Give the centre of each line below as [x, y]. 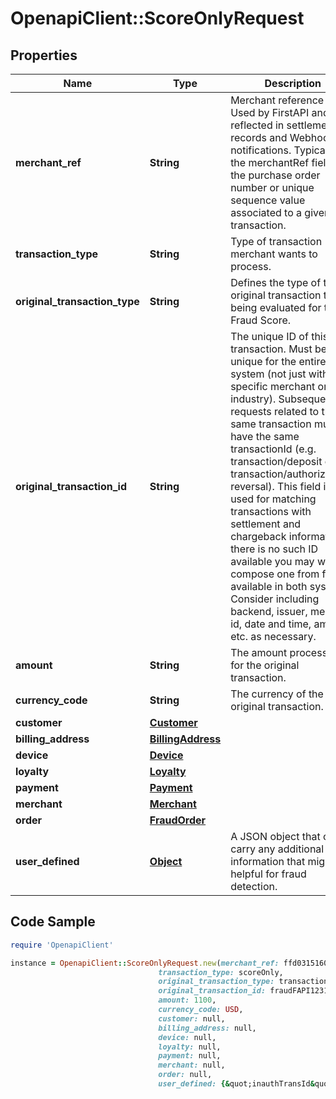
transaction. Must [271, 349]
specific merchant [273, 386]
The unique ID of [269, 336]
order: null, [185, 1075]
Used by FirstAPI [270, 112]
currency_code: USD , [201, 1010]
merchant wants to [274, 254]
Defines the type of [276, 282]
